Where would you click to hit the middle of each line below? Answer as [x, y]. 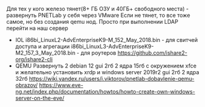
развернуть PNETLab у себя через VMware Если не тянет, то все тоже [99, 15]
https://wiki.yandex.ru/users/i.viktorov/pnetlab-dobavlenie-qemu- [112, 79]
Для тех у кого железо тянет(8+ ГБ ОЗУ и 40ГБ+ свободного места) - [98, 9]
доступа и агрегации [43, 46]
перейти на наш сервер [37, 28]
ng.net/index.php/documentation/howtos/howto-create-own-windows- [105, 91]
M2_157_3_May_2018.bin [45, 53]
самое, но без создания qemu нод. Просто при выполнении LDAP [92, 22]
